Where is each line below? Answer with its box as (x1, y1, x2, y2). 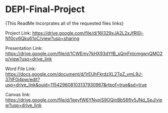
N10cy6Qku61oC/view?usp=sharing (5, 35, 80, 41)
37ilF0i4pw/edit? (5, 76, 40, 82)
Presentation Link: (5, 45, 43, 51)
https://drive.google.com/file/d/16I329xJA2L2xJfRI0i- (32, 30, 144, 36)
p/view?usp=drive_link (5, 55, 52, 62)
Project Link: (5, 30, 31, 36)
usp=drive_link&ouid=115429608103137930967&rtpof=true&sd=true (5, 82, 147, 88)
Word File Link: (5, 66, 36, 72)
